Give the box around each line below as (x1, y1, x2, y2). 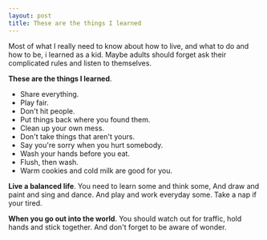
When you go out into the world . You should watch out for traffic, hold (8, 214, 242, 223)
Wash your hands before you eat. (19, 149, 131, 158)
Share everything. (19, 89, 79, 98)
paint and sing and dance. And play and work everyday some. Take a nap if (8, 190, 257, 199)
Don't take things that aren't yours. (19, 131, 135, 141)
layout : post (8, 11, 52, 20)
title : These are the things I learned (8, 19, 142, 27)
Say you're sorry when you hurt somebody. (19, 140, 164, 150)
